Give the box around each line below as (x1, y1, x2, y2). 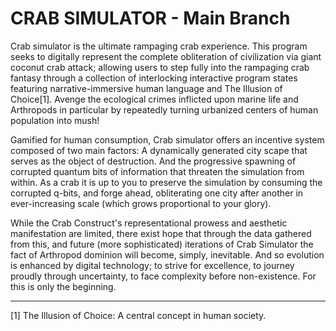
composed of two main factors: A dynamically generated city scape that (10, 144, 308, 156)
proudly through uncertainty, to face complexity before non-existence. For (10, 270, 317, 282)
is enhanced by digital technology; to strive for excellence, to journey (10, 259, 295, 271)
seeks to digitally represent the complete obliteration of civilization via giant (10, 50, 322, 62)
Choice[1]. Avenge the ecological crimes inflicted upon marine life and (10, 93, 299, 105)
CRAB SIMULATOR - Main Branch (10, 7, 291, 30)
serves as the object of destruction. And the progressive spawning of (10, 155, 297, 167)
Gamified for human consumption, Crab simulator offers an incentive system (10, 133, 325, 146)
